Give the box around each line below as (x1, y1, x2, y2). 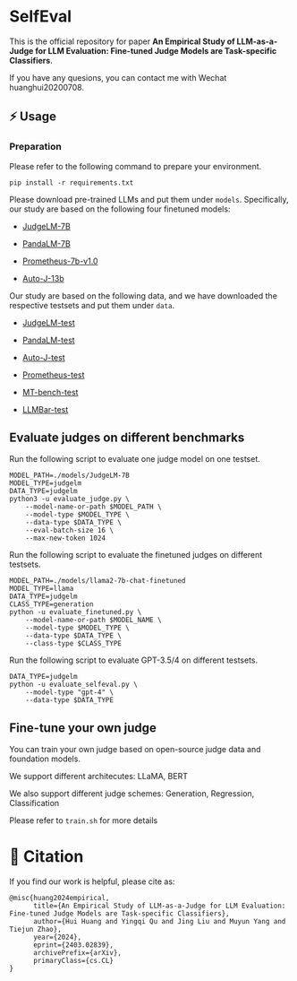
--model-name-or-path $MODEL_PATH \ (25, 502, 163, 512)
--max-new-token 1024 (25, 534, 106, 543)
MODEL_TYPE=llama (9, 585, 74, 594)
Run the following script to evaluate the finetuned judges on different (9, 550, 263, 560)
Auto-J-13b (21, 273, 64, 283)
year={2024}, (32, 933, 82, 942)
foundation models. (9, 753, 81, 764)
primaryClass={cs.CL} (32, 957, 115, 966)
